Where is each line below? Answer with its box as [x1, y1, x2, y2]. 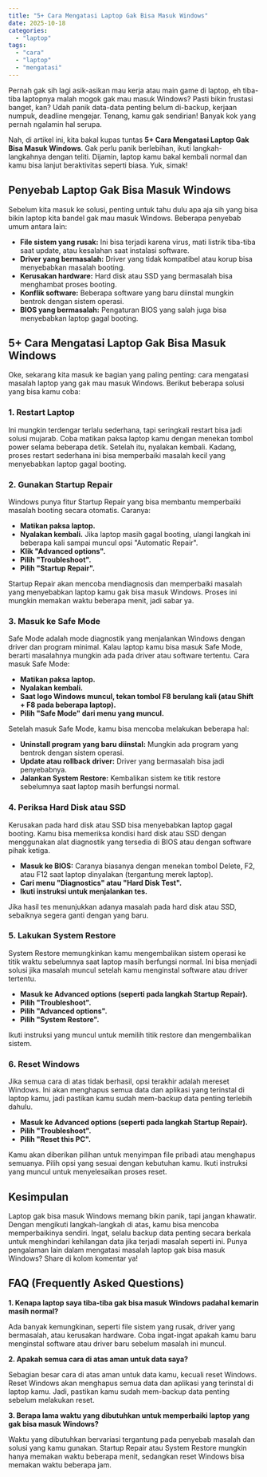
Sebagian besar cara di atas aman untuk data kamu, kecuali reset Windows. [8, 1369, 257, 1379]
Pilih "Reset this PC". [19, 1135, 92, 1144]
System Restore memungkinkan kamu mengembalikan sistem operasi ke [8, 948, 246, 958]
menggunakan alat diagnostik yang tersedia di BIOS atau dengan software [8, 837, 252, 847]
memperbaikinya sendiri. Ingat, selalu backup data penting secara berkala [8, 1228, 251, 1238]
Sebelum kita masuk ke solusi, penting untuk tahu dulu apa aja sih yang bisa [8, 204, 258, 214]
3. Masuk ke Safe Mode [8, 615, 101, 626]
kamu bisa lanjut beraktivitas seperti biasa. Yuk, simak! [8, 160, 188, 170]
